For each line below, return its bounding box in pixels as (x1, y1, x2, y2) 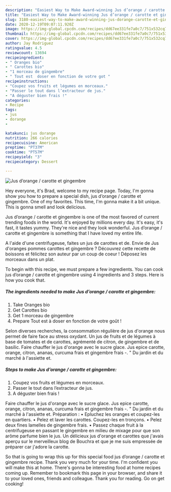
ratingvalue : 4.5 (5, 45, 42, 51)
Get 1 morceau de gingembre (12, 312, 74, 318)
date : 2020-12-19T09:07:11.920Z (5, 21, 74, 27)
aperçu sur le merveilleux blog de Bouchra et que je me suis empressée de (5, 438, 162, 444)
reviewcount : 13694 (5, 50, 47, 55)
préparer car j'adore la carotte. (5, 443, 70, 450)
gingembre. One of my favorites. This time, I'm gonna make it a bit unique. (5, 198, 161, 204)
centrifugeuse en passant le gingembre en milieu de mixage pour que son (5, 427, 160, 433)
